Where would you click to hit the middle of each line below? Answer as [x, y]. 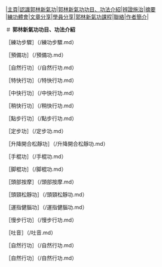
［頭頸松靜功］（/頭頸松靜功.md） [47, 194]
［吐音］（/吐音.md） [31, 233]
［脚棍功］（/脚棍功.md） [36, 169]
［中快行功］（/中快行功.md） [41, 93]
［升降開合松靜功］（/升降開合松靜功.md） [57, 144]
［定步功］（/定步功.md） [36, 131]
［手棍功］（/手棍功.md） [36, 156]
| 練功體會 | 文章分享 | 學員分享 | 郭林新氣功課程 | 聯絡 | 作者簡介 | [77, 17]
